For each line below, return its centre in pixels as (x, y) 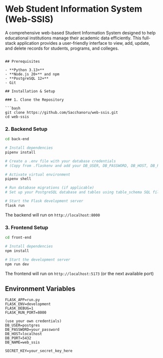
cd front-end (18, 238)
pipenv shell (18, 179)
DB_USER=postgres (23, 325)
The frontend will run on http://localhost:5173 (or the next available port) (80, 273)
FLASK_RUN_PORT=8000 (26, 313)
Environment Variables (40, 289)
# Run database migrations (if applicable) (50, 188)
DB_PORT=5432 (18, 338)
